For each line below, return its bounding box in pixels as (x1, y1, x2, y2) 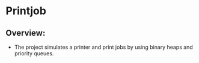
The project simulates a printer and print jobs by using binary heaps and (14, 43, 193, 51)
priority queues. (14, 50, 54, 57)
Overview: (5, 28, 46, 38)
